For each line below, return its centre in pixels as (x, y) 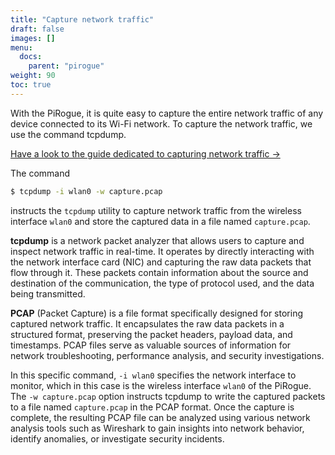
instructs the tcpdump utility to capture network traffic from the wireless (156, 210)
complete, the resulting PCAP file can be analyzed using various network (160, 417)
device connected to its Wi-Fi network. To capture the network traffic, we (161, 123)
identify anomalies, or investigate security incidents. (117, 438)
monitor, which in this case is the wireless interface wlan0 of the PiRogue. (161, 385)
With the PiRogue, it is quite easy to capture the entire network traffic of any (167, 113)
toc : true (31, 85)
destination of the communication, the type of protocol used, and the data (162, 283)
